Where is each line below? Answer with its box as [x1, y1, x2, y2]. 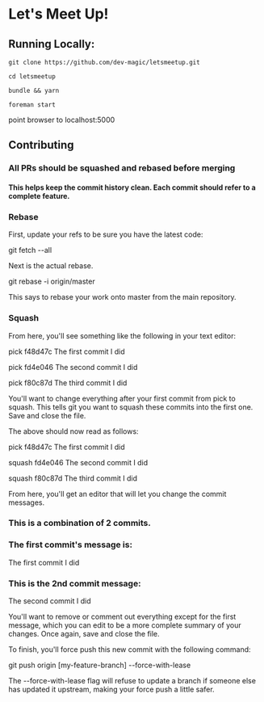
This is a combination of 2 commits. [8, 518, 151, 529]
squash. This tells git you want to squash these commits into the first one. [8, 401, 254, 412]
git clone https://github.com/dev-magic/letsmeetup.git [8, 58, 200, 66]
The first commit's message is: [8, 539, 133, 550]
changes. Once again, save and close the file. [8, 629, 160, 639]
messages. [8, 498, 45, 507]
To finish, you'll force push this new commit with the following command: [8, 645, 252, 654]
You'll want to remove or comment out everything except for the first [8, 612, 237, 622]
